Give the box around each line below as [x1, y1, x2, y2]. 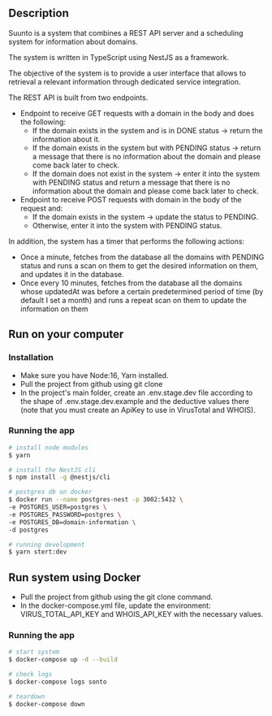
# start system [8, 648, 60, 657]
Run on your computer [8, 328, 124, 341]
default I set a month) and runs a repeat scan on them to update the [19, 295, 248, 305]
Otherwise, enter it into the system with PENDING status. [32, 220, 222, 230]
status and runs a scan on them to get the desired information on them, [19, 260, 259, 271]
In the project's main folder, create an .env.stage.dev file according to [19, 388, 253, 397]
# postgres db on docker [8, 488, 93, 497]
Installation [8, 352, 54, 363]
